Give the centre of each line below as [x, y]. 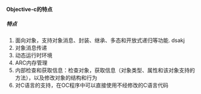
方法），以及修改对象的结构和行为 [56, 77]
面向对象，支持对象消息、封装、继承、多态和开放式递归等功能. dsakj [100, 40]
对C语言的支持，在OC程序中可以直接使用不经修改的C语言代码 [92, 85]
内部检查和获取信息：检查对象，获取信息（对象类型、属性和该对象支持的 [105, 70]
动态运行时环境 [33, 55]
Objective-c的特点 [30, 9]
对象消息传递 [31, 47]
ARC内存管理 [31, 62]
